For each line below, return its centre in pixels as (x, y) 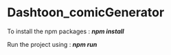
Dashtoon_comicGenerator (86, 13)
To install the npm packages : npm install (66, 31)
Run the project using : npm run (52, 44)
